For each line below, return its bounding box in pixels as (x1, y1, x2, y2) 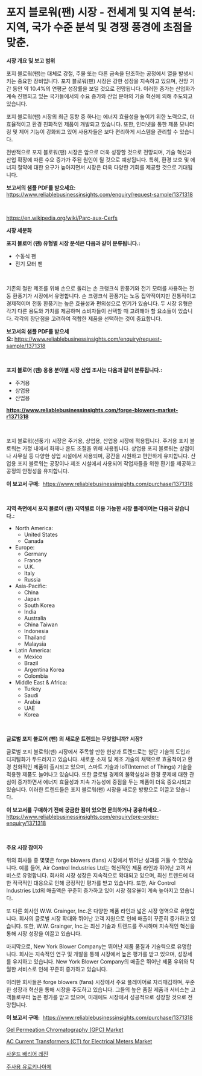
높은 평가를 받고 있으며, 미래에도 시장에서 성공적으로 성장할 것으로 (32, 993, 187, 1000)
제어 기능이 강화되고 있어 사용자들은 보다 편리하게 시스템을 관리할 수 (19, 128, 178, 135)
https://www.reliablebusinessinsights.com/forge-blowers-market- (6, 406, 178, 413)
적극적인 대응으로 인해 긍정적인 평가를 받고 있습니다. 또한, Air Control (12, 879, 176, 887)
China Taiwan (24, 621, 58, 628)
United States (24, 531, 58, 538)
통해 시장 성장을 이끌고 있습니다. (6, 930, 83, 937)
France (24, 556, 42, 563)
